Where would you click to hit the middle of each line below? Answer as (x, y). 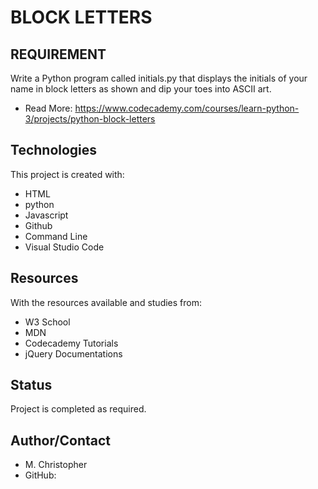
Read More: (48, 108)
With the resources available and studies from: (106, 302)
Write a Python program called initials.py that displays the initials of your (159, 78)
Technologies (54, 150)
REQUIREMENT (58, 54)
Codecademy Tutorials (71, 343)
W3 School (47, 322)
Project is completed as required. (78, 409)
